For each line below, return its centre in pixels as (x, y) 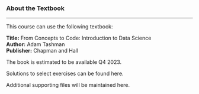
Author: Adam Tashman (36, 44)
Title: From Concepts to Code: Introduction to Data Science (79, 38)
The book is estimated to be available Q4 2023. (64, 62)
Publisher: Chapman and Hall (42, 51)
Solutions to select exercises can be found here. (65, 74)
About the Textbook (36, 8)
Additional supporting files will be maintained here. (68, 85)
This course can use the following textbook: (60, 27)
